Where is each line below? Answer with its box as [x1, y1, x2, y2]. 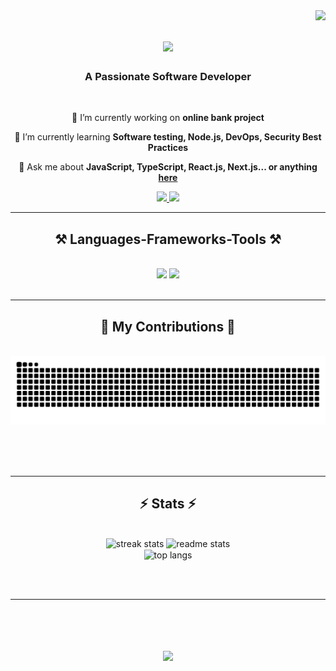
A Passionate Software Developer [84, 70, 252, 84]
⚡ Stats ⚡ [139, 495, 197, 513]
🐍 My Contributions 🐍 [100, 318, 236, 335]
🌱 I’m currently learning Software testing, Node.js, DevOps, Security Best [14, 131, 322, 143]
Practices [147, 142, 189, 154]
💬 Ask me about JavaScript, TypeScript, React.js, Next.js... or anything [18, 161, 318, 173]
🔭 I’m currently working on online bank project [71, 112, 265, 124]
